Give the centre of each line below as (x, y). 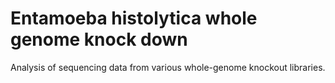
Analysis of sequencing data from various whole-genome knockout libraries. (168, 67)
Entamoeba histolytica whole (134, 18)
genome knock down (99, 39)
